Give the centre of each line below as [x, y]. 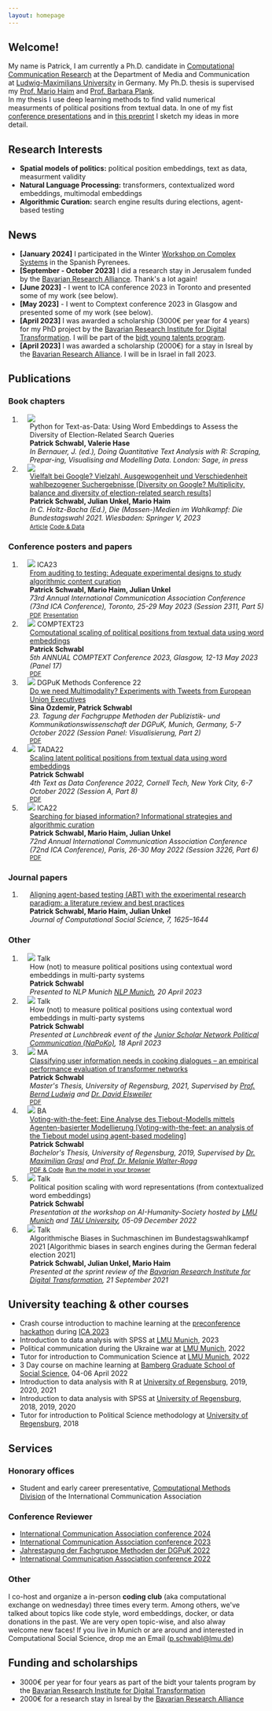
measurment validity [53, 177]
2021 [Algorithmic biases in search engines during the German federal [143, 1246]
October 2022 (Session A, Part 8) [84, 791]
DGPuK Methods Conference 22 [89, 683]
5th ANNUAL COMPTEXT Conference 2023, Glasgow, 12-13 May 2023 [143, 658]
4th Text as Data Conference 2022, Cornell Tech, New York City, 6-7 [141, 783]
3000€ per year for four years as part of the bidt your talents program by [138, 1682]
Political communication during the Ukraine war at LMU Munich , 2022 [132, 1348]
